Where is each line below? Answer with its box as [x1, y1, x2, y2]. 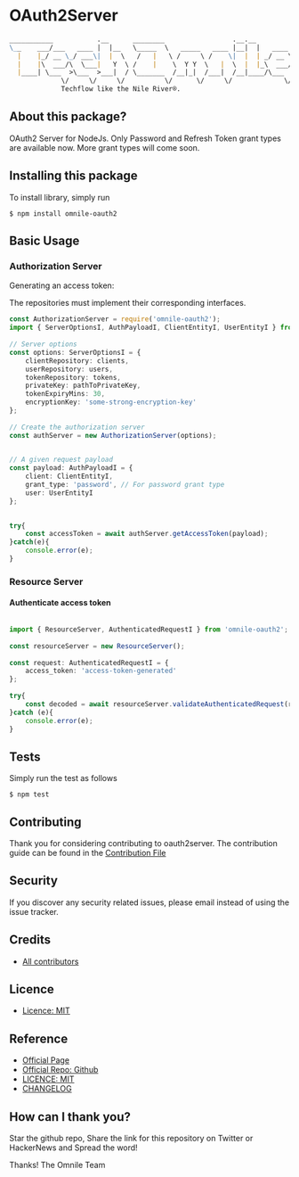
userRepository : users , [25, 365, 114, 374]
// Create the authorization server [9, 423, 145, 432]
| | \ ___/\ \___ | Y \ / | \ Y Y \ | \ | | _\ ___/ [17, 60, 293, 69]
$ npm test [9, 790, 50, 799]
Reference [9, 1031, 69, 1046]
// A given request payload [9, 456, 114, 465]
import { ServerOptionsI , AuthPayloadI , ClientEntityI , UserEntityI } [9, 323, 277, 333]
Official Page [21, 1055, 69, 1066]
